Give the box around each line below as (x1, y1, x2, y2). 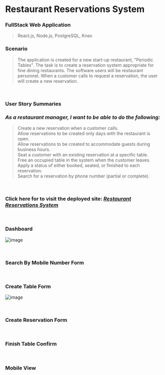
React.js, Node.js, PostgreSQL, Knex (17, 33, 92, 39)
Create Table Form (5, 283, 51, 290)
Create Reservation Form (5, 317, 67, 324)
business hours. (17, 146, 51, 152)
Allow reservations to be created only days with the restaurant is (17, 130, 150, 136)
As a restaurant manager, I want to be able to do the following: (5, 114, 160, 121)
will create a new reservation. (17, 78, 78, 84)
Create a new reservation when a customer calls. (17, 125, 118, 131)
